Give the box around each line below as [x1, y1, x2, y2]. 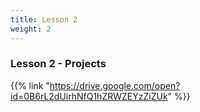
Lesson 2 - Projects [10, 57, 107, 71]
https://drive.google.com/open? [49, 79, 181, 91]
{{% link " [10, 79, 50, 91]
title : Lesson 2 [10, 14, 78, 25]
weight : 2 [10, 24, 52, 34]
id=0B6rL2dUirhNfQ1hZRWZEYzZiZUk [10, 90, 168, 102]
